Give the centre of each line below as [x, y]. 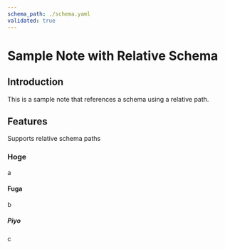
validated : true [31, 21]
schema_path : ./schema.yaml [49, 14]
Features [27, 121]
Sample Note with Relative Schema [113, 56]
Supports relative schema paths [54, 139]
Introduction [36, 82]
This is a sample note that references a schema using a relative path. [108, 99]
